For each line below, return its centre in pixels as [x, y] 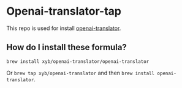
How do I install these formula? [66, 47]
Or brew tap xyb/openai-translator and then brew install [81, 73]
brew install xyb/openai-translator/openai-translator [78, 61]
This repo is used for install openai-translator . [64, 28]
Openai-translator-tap [64, 11]
